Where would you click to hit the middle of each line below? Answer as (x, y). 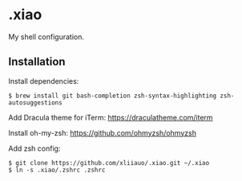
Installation (37, 62)
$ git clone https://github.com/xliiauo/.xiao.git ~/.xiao (109, 163)
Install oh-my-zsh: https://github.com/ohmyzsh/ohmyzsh (102, 132)
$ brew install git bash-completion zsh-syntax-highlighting (113, 96)
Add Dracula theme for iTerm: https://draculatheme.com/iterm (111, 117)
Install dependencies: (44, 81)
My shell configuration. (46, 37)
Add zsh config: (34, 148)
